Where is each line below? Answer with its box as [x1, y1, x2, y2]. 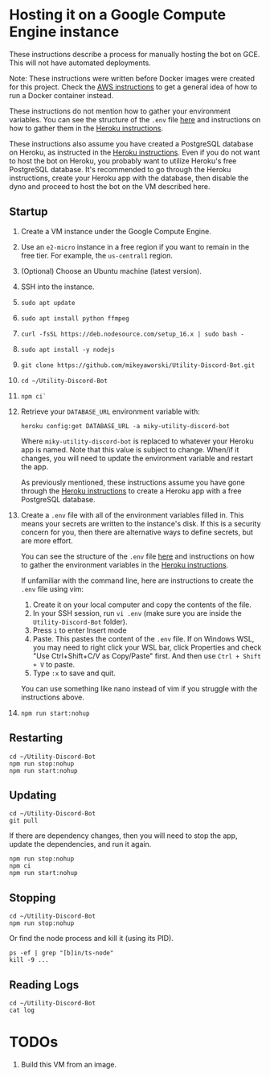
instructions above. [20, 692, 85, 702]
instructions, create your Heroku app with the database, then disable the [9, 173, 249, 183]
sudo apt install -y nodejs [20, 345, 115, 353]
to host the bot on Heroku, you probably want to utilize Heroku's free [9, 155, 237, 166]
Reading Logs [9, 978, 80, 992]
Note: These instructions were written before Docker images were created [9, 73, 256, 83]
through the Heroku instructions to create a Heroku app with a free [20, 485, 242, 496]
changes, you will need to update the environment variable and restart [20, 453, 254, 463]
